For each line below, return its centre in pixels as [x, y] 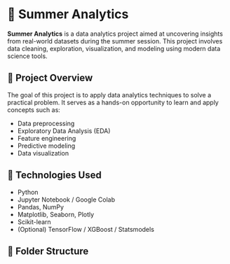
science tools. [27, 56]
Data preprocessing [46, 123]
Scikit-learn [34, 222]
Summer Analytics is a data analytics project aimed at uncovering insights [115, 34]
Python [28, 192]
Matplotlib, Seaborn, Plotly [56, 214]
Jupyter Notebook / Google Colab [66, 200]
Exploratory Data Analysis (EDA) [64, 131]
